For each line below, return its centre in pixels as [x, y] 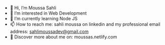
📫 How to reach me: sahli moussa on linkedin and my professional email [85, 24]
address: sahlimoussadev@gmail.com [49, 31]
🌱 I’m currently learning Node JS [44, 18]
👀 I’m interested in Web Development [48, 13]
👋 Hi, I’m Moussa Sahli [33, 8]
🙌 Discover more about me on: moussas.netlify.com [63, 37]
